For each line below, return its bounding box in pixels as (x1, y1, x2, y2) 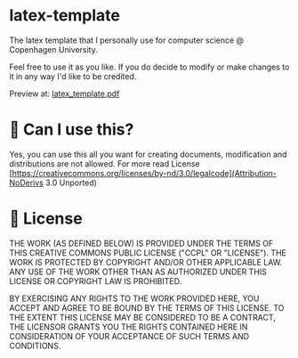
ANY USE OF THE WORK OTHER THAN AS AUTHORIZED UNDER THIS (9, 266, 267, 277)
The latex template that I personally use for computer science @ (9, 35, 245, 45)
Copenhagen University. (9, 44, 98, 54)
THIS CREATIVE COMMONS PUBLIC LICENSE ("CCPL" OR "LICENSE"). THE (9, 247, 287, 258)
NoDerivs (9, 177, 44, 188)
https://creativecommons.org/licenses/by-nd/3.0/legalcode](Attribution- (12, 167, 278, 178)
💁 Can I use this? (9, 119, 134, 140)
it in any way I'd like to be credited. (9, 70, 137, 81)
